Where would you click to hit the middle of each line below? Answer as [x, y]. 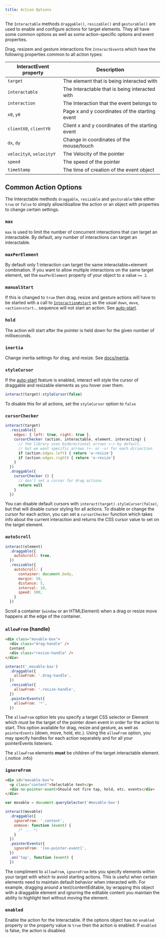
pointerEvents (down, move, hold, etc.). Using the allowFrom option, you [78, 733]
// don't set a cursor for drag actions [60, 481]
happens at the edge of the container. [43, 616]
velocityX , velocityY [31, 153]
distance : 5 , [31, 583]
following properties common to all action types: [54, 54]
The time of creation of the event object [109, 170]
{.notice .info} [19, 758]
